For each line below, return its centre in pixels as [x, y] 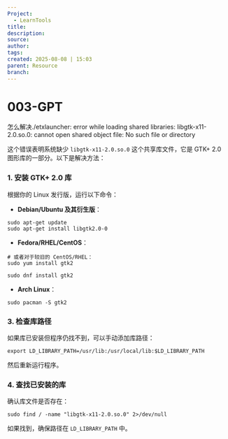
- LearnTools [33, 20]
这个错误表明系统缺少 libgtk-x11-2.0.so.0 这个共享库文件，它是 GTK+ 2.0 [114, 149]
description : [26, 33]
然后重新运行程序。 [35, 365]
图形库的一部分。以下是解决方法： [56, 158]
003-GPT [35, 107]
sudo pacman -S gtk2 [37, 302]
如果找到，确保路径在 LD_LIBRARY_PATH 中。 [69, 429]
